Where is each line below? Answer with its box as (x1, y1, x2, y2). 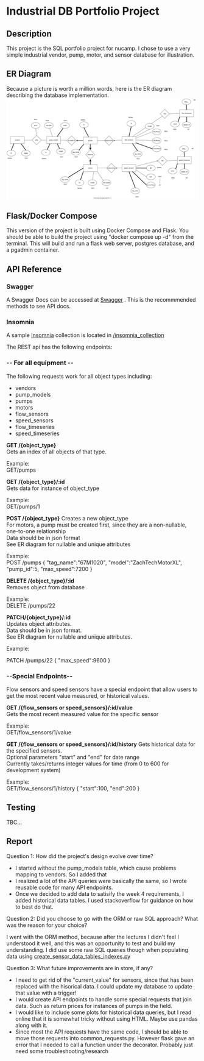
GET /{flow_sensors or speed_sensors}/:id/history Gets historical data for (6, 740, 196, 748)
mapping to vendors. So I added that (15, 870, 107, 878)
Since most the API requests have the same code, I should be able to (15, 1028, 188, 1035)
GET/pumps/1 (6, 503, 41, 510)
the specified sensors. (6, 747, 63, 754)
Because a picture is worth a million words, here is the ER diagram (6, 85, 172, 92)
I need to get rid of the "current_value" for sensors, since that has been (15, 976, 194, 984)
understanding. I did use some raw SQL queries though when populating (6, 946, 189, 953)
